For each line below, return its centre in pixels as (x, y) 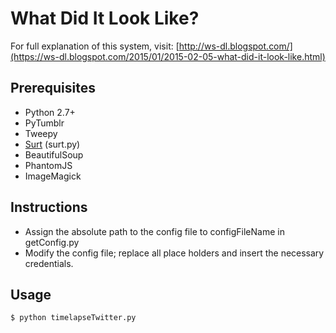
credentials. (49, 263)
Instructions (49, 207)
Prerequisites (53, 88)
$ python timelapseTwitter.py (73, 318)
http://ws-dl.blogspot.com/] (235, 46)
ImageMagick (53, 176)
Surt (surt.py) (52, 144)
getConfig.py (52, 242)
